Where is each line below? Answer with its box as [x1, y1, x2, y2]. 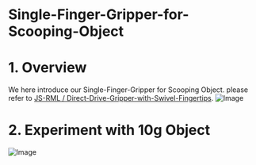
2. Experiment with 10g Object [8, 121, 211, 140]
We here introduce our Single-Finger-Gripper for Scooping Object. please [8, 85, 249, 94]
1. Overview [8, 59, 87, 77]
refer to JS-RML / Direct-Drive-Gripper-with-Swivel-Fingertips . [8, 94, 214, 103]
